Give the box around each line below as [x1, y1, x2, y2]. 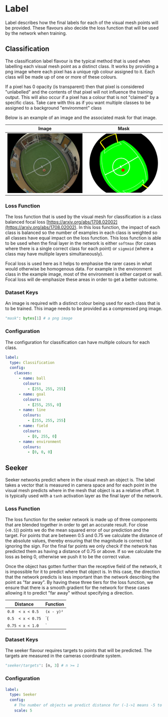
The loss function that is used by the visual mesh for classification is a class [5, 213, 161, 220]
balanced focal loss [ [5, 219, 48, 225]
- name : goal [18, 391, 46, 396]
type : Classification [9, 360, 55, 365]
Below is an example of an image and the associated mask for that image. [5, 114, 157, 120]
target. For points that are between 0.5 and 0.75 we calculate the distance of [5, 532, 163, 538]
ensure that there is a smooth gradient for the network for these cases [5, 584, 150, 590]
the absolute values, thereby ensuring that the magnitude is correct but [5, 538, 152, 544]
